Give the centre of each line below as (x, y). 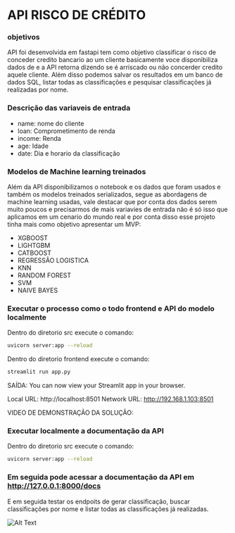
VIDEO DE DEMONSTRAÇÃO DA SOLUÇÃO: (70, 413)
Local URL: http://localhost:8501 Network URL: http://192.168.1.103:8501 (110, 399)
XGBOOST (32, 238)
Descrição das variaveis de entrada (69, 108)
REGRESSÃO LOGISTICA (53, 261)
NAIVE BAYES (38, 290)
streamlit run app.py (39, 372)
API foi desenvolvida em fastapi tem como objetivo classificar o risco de (112, 52)
